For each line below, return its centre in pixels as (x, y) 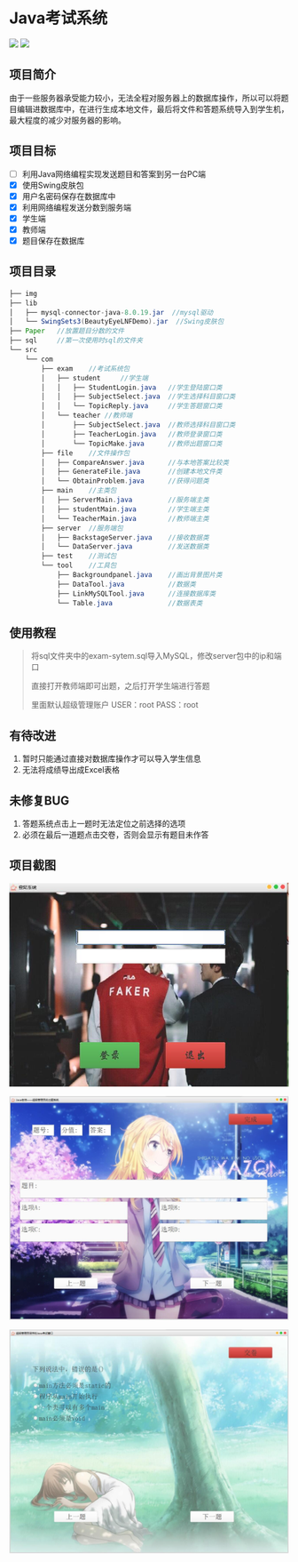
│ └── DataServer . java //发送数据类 (125, 547)
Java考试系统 (59, 18)
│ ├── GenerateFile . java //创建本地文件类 (132, 472)
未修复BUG (39, 801)
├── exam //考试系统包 (86, 368)
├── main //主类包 (79, 491)
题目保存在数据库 (53, 240)
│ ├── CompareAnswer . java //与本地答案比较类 (135, 462)
